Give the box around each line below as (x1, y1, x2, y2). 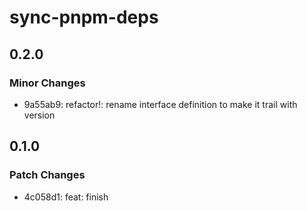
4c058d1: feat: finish (23, 191, 109, 203)
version (23, 109, 56, 121)
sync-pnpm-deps (9, 6, 159, 29)
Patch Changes (9, 168, 86, 182)
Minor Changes (9, 76, 86, 90)
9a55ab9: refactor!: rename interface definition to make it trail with (23, 98, 298, 110)
